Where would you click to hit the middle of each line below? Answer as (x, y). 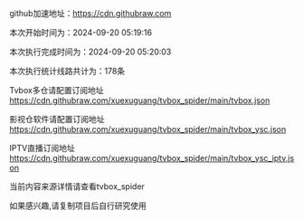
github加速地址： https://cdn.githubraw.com (90, 13)
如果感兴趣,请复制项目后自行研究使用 (78, 206)
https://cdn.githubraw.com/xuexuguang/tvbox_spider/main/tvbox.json (140, 100)
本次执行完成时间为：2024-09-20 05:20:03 (90, 52)
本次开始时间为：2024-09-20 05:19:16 (80, 33)
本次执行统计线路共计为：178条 (67, 71)
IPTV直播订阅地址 (42, 148)
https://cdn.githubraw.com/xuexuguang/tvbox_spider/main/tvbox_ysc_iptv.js (152, 158)
